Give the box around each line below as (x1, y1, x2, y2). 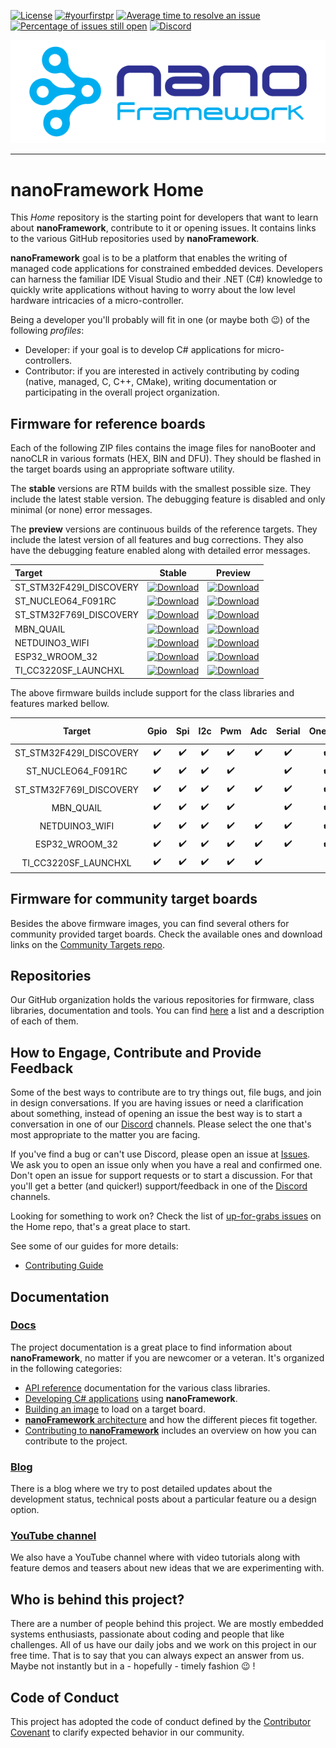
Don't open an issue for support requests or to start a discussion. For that (10, 1170, 313, 1182)
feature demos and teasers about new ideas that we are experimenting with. (10, 1562, 325, 1574)
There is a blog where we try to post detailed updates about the (10, 1483, 273, 1495)
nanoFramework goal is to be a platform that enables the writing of (10, 252, 288, 264)
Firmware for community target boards (10, 891, 258, 908)
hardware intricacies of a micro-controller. (10, 295, 185, 307)
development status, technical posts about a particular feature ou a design (10, 1493, 317, 1505)
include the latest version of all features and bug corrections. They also (10, 534, 304, 546)
